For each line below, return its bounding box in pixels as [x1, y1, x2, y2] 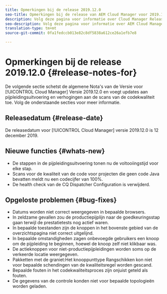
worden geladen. [12, 283, 47, 290]
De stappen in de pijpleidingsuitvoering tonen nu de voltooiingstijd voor [12, 160, 159, 166]
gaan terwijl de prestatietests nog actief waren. [12, 220, 109, 226]
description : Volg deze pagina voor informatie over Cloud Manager [5, 16, 148, 21]
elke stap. [12, 165, 33, 171]
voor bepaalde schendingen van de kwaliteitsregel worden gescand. [12, 262, 153, 268]
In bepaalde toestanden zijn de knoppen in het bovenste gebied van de [12, 225, 158, 231]
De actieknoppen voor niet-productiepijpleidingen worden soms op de [12, 246, 157, 252]
